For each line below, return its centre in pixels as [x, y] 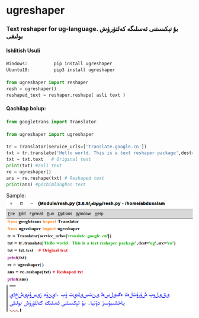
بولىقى [15, 36]
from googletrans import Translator [51, 122]
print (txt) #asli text [34, 166]
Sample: [16, 196]
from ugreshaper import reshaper [47, 82]
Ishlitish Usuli [23, 50]
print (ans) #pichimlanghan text [46, 185]
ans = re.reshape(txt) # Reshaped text [55, 178]
